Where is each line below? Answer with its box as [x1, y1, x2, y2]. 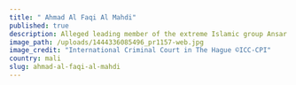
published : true [9, 21, 69, 30]
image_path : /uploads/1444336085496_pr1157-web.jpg [9, 37, 204, 47]
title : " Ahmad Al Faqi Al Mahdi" [9, 12, 137, 22]
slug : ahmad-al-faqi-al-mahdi [9, 63, 121, 72]
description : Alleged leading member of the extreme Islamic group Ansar [9, 29, 288, 38]
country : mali [9, 54, 62, 63]
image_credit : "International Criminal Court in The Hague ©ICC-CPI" [9, 46, 272, 55]
